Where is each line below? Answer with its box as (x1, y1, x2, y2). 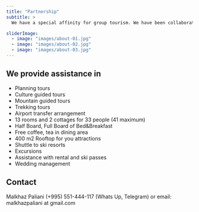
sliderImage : (6, 30, 38, 36)
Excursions (14, 147, 42, 155)
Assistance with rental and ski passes (14, 153, 107, 160)
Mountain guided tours (14, 97, 70, 104)
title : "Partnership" (6, 8, 60, 15)
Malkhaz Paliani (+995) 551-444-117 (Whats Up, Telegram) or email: (6, 193, 172, 200)
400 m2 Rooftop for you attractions (14, 134, 101, 142)
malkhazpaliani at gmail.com (6, 199, 76, 206)
